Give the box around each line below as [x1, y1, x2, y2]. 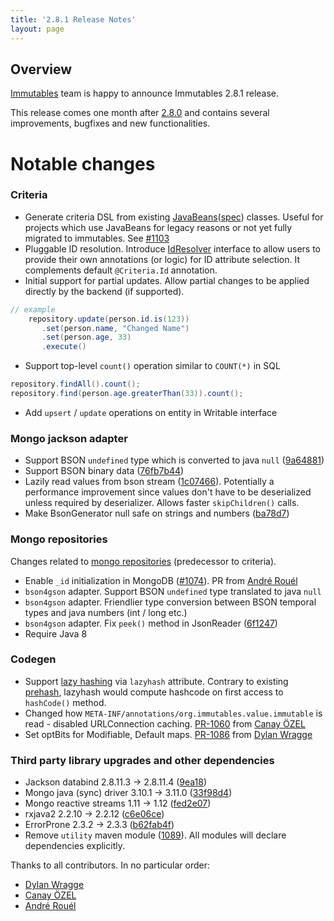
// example [10, 304, 56, 315]
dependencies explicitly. [24, 840, 125, 852]
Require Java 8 [24, 627, 88, 640]
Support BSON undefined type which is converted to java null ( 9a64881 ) [24, 454, 325, 466]
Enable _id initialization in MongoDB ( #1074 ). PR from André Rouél [24, 574, 298, 586]
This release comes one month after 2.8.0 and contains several [10, 107, 270, 119]
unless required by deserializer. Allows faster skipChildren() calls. [24, 497, 300, 509]
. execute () [41, 342, 87, 352]
